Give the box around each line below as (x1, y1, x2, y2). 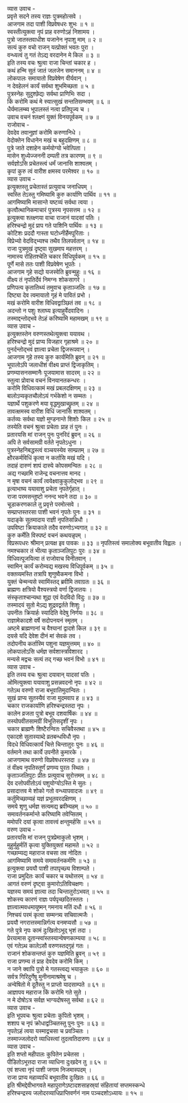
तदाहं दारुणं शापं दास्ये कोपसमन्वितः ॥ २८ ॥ (7, 461, 102, 470)
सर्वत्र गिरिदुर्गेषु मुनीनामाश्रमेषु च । (7, 973, 77, 980)
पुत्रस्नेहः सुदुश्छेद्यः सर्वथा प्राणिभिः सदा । (7, 90, 91, 98)
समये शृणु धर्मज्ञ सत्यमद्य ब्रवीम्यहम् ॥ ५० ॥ (7, 802, 98, 810)
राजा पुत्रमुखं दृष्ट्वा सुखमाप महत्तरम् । (7, 244, 88, 253)
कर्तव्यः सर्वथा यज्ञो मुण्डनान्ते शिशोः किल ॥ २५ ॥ (7, 415, 111, 423)
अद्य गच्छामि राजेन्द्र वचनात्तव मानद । (7, 470, 86, 477)
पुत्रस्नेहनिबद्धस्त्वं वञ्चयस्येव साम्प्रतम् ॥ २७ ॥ (7, 446, 104, 454)
